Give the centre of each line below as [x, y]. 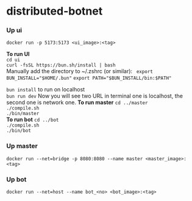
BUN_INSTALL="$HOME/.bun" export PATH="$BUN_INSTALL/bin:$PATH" [89, 78]
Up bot [16, 179]
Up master [22, 146]
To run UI [18, 54]
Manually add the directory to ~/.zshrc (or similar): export [80, 71]
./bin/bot [19, 131]
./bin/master [23, 114]
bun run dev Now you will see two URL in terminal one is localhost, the [94, 96]
